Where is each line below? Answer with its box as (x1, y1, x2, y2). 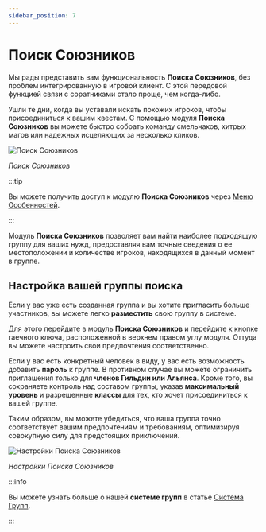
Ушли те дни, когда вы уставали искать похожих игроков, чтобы (8, 104, 227, 114)
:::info (8, 477, 27, 487)
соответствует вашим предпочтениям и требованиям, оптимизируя (8, 422, 240, 432)
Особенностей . (8, 200, 60, 209)
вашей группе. (8, 398, 58, 408)
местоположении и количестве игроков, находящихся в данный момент (8, 247, 255, 257)
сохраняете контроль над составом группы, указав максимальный (8, 382, 240, 391)
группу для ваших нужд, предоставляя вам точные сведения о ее (8, 239, 233, 249)
